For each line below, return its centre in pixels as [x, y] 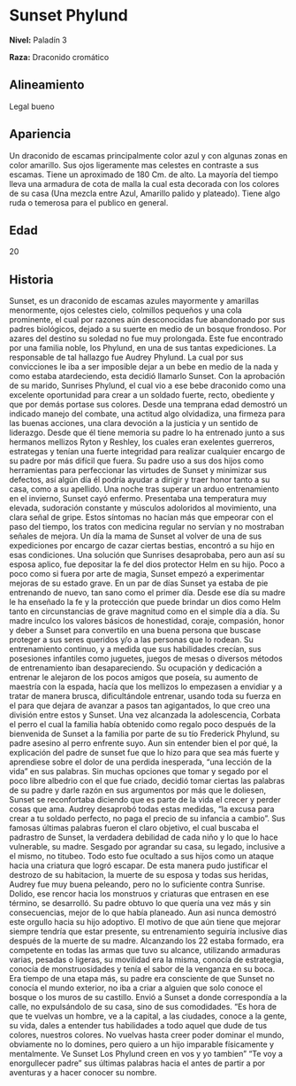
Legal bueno [32, 106]
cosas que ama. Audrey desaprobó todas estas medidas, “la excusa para [142, 809]
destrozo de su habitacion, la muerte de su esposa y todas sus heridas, [139, 875]
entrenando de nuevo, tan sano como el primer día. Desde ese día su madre [147, 593]
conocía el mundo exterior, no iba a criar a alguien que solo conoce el [136, 988]
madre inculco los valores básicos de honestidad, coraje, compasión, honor [147, 621]
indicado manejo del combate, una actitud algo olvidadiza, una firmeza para [147, 414]
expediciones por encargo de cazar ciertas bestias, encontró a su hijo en [142, 546]
